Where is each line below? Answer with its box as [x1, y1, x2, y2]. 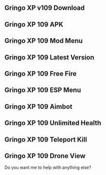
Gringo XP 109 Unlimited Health [4, 119, 102, 127]
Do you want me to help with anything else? [4, 164, 92, 171]
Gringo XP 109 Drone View [4, 152, 86, 160]
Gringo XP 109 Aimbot [4, 102, 73, 111]
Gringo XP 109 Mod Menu [4, 37, 83, 45]
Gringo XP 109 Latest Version [4, 53, 94, 61]
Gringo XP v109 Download [4, 4, 85, 12]
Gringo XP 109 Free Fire [4, 70, 77, 78]
